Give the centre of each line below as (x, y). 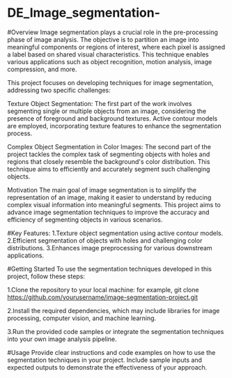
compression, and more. (42, 69)
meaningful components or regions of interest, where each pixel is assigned (116, 47)
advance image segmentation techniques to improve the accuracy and (108, 212)
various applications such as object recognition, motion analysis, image (110, 61)
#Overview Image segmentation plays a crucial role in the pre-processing (113, 32)
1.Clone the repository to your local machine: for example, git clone (103, 289)
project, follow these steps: (46, 276)
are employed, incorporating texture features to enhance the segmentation (114, 126)
